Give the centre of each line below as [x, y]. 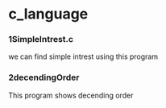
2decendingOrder [44, 77]
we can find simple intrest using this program [83, 56]
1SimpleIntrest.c [41, 39]
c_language [48, 14]
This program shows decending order [71, 95]
